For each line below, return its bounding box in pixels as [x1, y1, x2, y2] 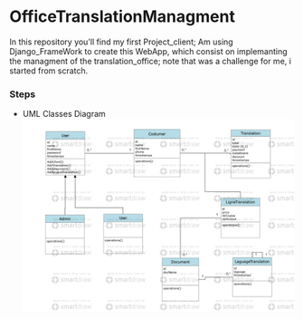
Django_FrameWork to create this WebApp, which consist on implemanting [9, 45, 288, 56]
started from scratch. [9, 65, 89, 76]
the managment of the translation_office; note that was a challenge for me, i [9, 55, 292, 66]
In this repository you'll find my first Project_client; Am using [9, 36, 233, 47]
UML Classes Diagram [22, 109, 106, 120]
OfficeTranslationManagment [9, 6, 235, 27]
